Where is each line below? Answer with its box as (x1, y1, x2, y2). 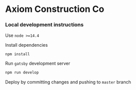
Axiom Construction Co (5, 3, 105, 15)
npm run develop (5, 70, 39, 75)
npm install (5, 52, 30, 57)
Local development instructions (5, 21, 84, 28)
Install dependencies (5, 42, 48, 48)
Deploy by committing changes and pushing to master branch (5, 79, 131, 85)
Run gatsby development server (5, 61, 71, 67)
